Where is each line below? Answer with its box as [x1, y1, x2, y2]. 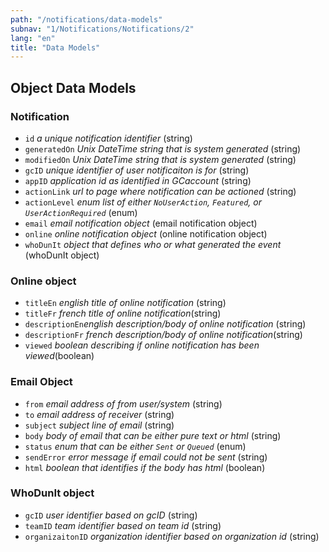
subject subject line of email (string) [24, 419, 175, 431]
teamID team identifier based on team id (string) [24, 519, 222, 531]
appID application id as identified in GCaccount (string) [24, 174, 252, 186]
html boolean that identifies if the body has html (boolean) [24, 461, 266, 473]
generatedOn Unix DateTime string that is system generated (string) [24, 142, 302, 155]
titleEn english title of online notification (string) [24, 297, 227, 309]
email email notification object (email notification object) [24, 217, 258, 229]
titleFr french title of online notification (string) [24, 307, 222, 320]
